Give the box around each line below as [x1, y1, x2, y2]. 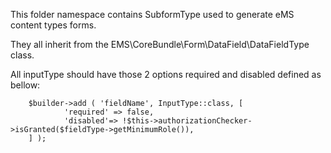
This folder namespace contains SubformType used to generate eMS [10, 9, 295, 20]
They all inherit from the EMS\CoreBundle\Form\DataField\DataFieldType [10, 39, 310, 50]
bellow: [10, 79, 41, 91]
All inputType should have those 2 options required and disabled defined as [10, 69, 322, 80]
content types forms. [10, 19, 97, 31]
